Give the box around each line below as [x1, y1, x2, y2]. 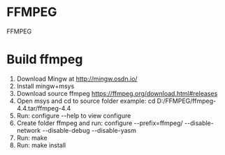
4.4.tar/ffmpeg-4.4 [16, 104, 71, 112]
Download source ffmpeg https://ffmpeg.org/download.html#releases [16, 89, 218, 97]
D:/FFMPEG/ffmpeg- [157, 97, 217, 105]
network [16, 126, 41, 134]
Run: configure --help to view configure [16, 111, 131, 120]
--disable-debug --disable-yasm [42, 126, 137, 134]
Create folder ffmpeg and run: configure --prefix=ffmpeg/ [16, 119, 183, 127]
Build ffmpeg [6, 51, 83, 67]
